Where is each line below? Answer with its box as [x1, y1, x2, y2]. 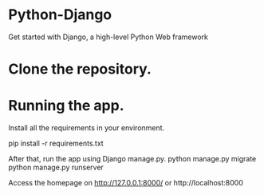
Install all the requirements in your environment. [8, 123, 165, 133]
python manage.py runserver [8, 162, 104, 173]
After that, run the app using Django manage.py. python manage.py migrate [8, 154, 257, 164]
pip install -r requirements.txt [8, 138, 104, 149]
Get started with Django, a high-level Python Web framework [8, 32, 209, 42]
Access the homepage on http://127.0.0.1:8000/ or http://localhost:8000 [8, 178, 243, 188]
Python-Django [8, 6, 112, 24]
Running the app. [8, 97, 124, 115]
